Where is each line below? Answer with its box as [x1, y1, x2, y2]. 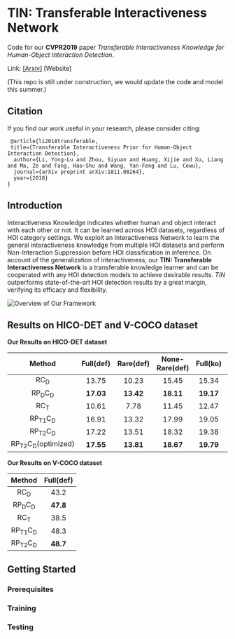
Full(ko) [195, 359, 222, 369]
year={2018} [13, 174, 49, 182]
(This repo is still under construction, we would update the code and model [7, 77, 224, 86]
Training [7, 603, 36, 613]
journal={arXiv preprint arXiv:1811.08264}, [13, 168, 145, 175]
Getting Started [7, 563, 76, 575]
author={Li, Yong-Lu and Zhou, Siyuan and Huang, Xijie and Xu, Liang [13, 156, 224, 163]
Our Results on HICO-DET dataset [7, 338, 108, 347]
